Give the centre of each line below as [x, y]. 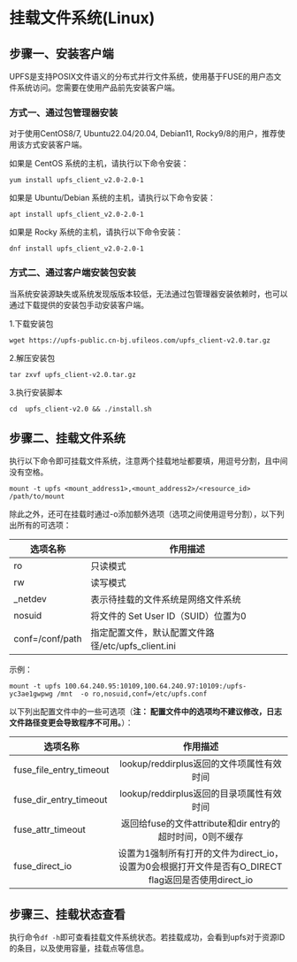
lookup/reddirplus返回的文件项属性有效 [201, 764]
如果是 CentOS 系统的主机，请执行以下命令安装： [99, 164]
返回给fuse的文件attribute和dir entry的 [201, 824]
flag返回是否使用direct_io [201, 880]
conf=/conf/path [48, 639]
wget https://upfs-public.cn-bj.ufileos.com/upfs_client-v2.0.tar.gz [140, 340]
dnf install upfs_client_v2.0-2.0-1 [76, 249]
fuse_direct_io [43, 866]
